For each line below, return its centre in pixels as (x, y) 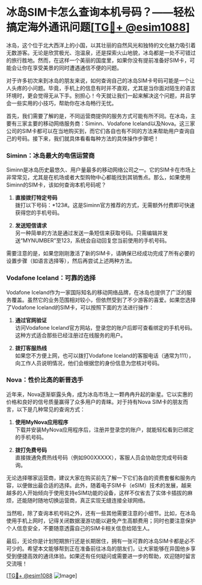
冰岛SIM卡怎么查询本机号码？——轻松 (100, 12)
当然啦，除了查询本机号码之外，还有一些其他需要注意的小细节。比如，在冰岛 (101, 513)
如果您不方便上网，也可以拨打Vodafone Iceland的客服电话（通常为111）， (104, 355)
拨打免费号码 (31, 450)
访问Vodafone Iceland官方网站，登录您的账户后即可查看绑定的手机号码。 (105, 327)
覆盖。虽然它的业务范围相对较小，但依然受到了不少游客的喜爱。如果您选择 (103, 300)
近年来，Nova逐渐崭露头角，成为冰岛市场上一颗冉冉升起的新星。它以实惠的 (100, 394)
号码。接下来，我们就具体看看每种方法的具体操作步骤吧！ (88, 138)
